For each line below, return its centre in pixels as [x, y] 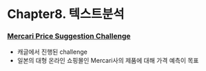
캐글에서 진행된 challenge [52, 52]
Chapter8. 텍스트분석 [66, 14]
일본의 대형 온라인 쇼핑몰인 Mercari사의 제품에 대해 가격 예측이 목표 [108, 61]
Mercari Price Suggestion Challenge [69, 37]
